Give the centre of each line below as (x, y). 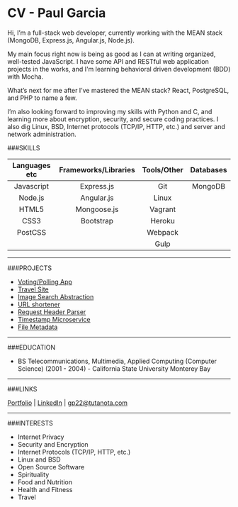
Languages (32, 165)
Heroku (163, 221)
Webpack (163, 232)
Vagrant (163, 209)
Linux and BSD (39, 459)
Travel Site (33, 289)
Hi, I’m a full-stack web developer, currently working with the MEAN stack (115, 33)
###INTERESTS (30, 423)
